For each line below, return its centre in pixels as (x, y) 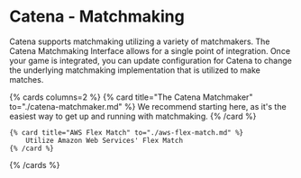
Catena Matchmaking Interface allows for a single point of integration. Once (150, 50)
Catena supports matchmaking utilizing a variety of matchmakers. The (140, 41)
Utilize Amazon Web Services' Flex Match (104, 140)
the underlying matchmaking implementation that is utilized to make (135, 70)
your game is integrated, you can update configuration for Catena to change (151, 60)
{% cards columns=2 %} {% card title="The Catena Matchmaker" (131, 97)
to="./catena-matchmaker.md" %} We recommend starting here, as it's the (148, 106)
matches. (27, 79)
